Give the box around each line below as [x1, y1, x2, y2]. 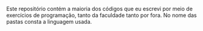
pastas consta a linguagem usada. [6, 18, 92, 25]
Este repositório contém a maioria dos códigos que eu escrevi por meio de [6, 5, 193, 12]
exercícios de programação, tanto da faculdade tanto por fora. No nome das [6, 12, 198, 19]
